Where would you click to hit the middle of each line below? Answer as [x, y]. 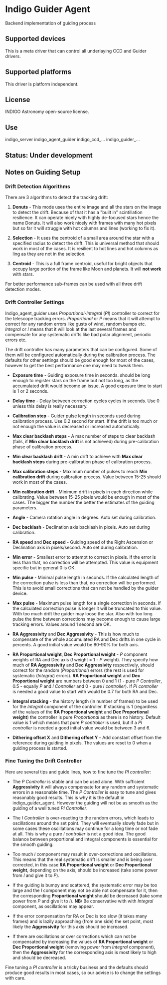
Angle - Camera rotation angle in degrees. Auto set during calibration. [84, 517]
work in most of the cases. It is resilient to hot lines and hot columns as [85, 249]
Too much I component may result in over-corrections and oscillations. [85, 854]
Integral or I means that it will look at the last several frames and [71, 329]
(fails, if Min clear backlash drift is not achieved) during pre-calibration [86, 441]
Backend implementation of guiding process [51, 23]
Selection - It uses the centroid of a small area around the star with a [83, 238]
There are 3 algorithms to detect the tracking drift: [57, 197]
